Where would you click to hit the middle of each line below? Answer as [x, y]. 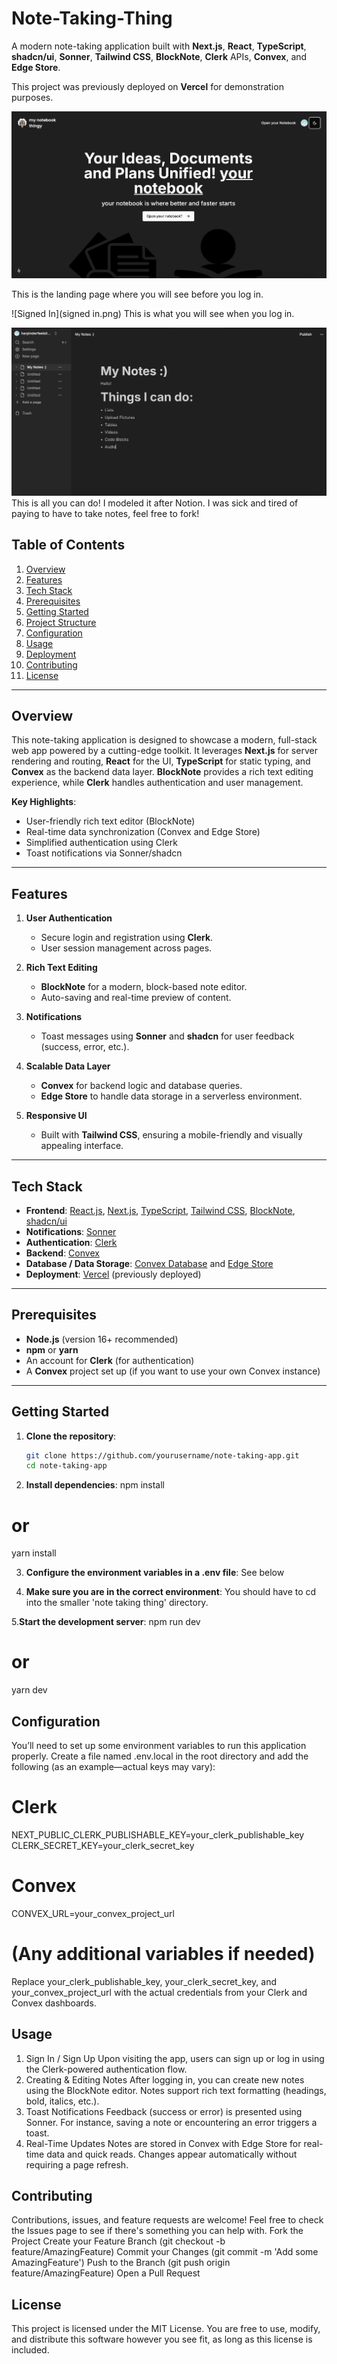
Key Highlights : [44, 802]
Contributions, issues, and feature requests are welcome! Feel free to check [167, 2220]
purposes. [32, 97]
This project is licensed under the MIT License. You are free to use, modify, [166, 2329]
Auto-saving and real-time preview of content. [136, 998]
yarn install [34, 1553]
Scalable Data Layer [68, 1066]
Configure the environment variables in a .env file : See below [155, 1573]
